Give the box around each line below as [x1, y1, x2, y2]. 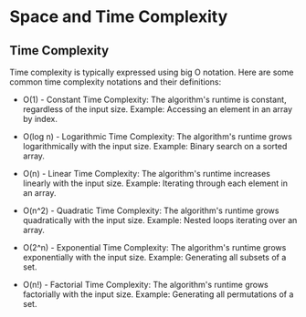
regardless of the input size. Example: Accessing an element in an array [22, 104, 293, 115]
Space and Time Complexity [9, 6, 228, 27]
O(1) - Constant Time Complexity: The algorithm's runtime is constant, [22, 94, 287, 105]
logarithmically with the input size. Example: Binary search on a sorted [22, 141, 288, 151]
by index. [22, 114, 58, 124]
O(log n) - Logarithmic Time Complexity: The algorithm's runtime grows [22, 131, 292, 142]
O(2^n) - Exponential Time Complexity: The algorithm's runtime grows [22, 242, 287, 252]
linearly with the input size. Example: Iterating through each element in [22, 178, 288, 189]
